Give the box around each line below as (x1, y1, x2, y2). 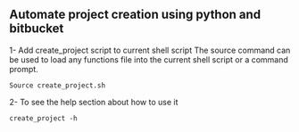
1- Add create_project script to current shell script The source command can (9, 45, 291, 55)
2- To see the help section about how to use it (9, 96, 179, 107)
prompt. (9, 63, 38, 74)
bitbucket (9, 21, 64, 37)
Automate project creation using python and (9, 7, 262, 22)
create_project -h (9, 113, 78, 123)
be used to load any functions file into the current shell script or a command (9, 54, 288, 65)
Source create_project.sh (9, 80, 105, 90)
